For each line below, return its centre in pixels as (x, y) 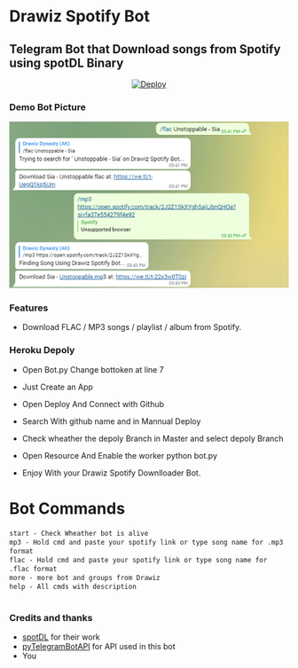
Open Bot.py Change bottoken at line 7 (93, 369)
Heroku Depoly (42, 350)
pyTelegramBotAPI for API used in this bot (98, 646)
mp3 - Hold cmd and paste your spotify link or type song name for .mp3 (146, 542)
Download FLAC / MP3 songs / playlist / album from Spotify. (132, 327)
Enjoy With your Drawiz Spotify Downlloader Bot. (111, 473)
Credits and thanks (51, 617)
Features (29, 308)
